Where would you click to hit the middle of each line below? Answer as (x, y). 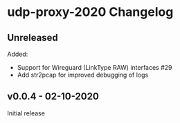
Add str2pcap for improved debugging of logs (83, 75)
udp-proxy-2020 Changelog (90, 12)
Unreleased (33, 38)
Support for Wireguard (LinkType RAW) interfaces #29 (94, 67)
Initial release (26, 113)
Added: (18, 54)
